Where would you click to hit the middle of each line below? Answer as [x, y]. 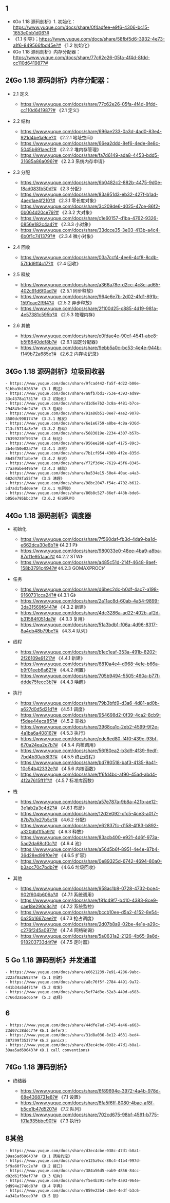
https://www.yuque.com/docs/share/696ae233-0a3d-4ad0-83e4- [91, 131]
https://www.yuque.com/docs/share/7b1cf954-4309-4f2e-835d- [75, 453]
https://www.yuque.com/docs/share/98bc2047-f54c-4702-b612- [75, 483]
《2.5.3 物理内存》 [78, 314]
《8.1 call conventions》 [65, 1050]
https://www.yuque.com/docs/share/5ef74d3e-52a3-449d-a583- [75, 992]
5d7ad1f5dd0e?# [22, 489]
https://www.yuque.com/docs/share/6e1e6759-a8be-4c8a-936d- [75, 424]
